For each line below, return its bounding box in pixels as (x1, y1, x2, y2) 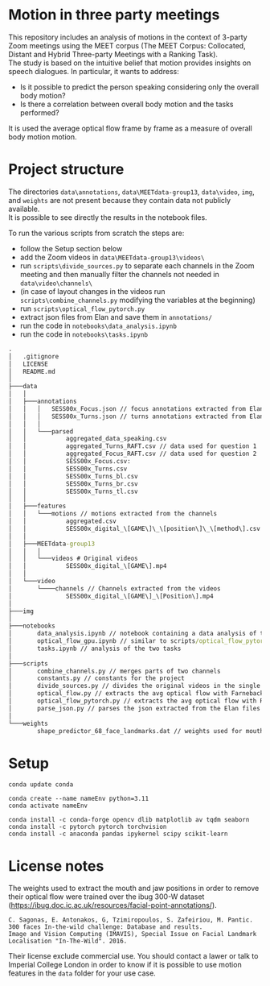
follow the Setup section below (19, 243, 123, 253)
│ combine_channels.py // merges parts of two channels (8, 667, 221, 675)
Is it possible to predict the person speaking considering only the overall (19, 82, 260, 92)
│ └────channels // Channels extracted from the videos (8, 584, 221, 593)
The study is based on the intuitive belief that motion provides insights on (8, 58, 252, 68)
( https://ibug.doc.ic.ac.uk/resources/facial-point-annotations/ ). (8, 901, 217, 910)
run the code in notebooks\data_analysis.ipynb (19, 321, 177, 330)
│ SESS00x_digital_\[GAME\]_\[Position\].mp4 (8, 592, 215, 600)
